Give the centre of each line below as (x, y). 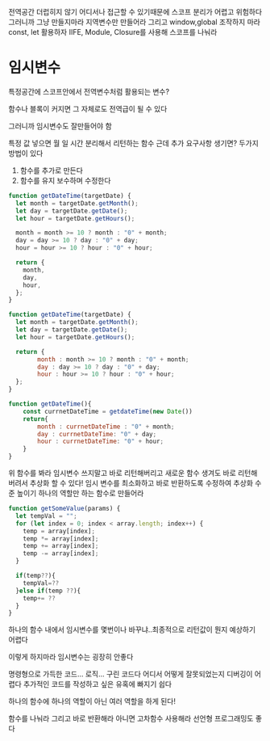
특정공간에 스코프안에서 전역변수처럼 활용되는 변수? (89, 91)
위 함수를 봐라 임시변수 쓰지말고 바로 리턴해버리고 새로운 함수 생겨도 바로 (122, 473)
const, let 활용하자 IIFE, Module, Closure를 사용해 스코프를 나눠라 (113, 32)
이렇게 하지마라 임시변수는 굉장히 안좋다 (71, 657)
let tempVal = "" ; (47, 516)
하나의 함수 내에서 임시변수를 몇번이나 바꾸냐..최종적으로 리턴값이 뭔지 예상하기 (132, 629)
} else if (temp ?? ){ (48, 591)
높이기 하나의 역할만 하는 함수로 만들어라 (80, 493)
